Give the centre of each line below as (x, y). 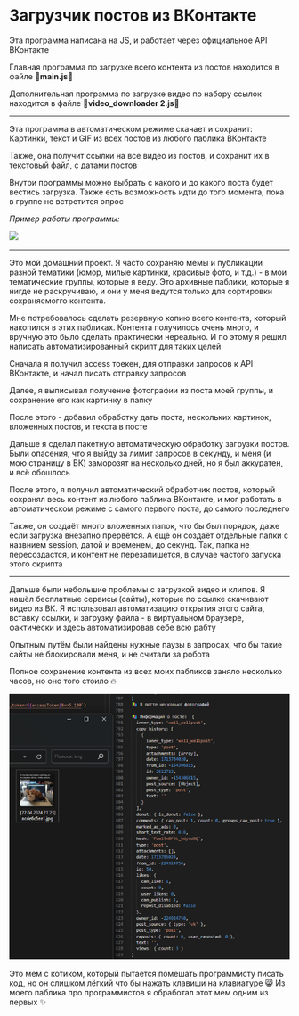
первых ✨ (28, 1002)
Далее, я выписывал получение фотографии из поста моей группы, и (141, 390)
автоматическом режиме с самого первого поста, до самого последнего (149, 508)
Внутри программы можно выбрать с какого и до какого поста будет (141, 182)
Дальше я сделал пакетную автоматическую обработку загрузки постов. (149, 443)
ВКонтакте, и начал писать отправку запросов (98, 373)
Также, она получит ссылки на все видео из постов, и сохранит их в (139, 155)
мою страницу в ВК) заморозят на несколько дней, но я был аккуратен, (146, 463)
